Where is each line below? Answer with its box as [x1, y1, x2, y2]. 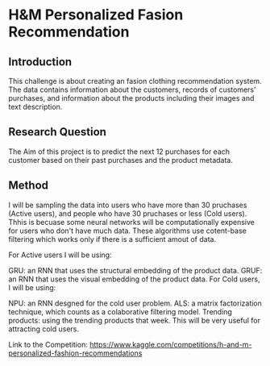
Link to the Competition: [8, 339, 89, 349]
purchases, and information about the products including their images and [8, 94, 255, 102]
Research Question [8, 125, 107, 139]
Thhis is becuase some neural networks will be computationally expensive [8, 217, 255, 227]
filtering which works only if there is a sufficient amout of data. [8, 234, 216, 243]
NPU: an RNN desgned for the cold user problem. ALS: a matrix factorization [8, 298, 262, 308]
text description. [8, 102, 63, 111]
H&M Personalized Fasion [8, 6, 184, 24]
